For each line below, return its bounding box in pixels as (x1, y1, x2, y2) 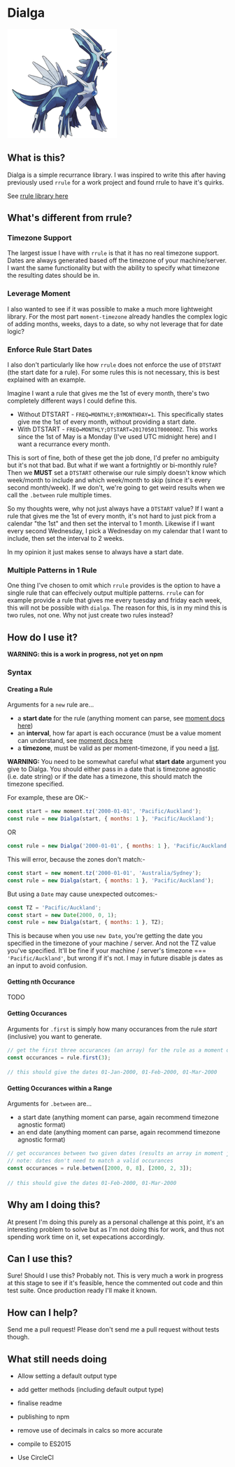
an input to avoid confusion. (7, 961, 88, 970)
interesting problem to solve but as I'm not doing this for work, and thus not (7, 1225, 225, 1233)
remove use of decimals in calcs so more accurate (17, 1426, 163, 1434)
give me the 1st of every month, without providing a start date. (17, 417, 197, 426)
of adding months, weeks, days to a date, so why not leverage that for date (7, 319, 224, 328)
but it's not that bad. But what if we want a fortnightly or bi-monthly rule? (7, 461, 218, 469)
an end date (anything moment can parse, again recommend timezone (17, 1128, 220, 1137)
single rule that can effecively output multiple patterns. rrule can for (7, 589, 204, 597)
